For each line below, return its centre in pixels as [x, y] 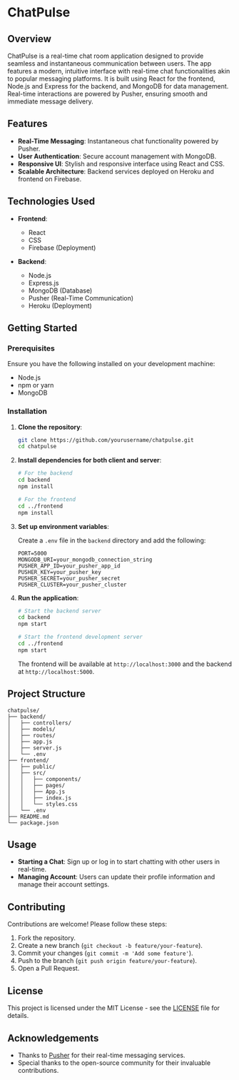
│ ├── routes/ [31, 735]
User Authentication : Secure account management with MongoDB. [117, 156]
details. [18, 1016]
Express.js [44, 283]
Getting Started [42, 328]
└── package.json [33, 823]
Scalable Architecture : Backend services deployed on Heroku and [116, 171]
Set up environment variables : [63, 526]
